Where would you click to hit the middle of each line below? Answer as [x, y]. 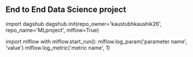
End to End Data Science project [66, 10]
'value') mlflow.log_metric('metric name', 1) [58, 48]
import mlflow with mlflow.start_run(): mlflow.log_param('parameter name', [96, 41]
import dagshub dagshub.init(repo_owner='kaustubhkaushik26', [84, 24]
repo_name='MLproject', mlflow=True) [52, 30]
